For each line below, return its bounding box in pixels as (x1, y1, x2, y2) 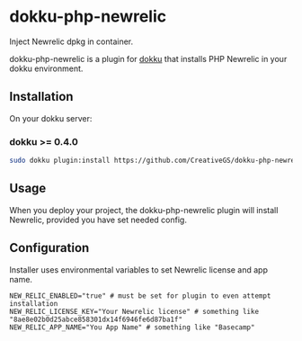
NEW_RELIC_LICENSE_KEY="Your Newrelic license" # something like (9, 307, 259, 316)
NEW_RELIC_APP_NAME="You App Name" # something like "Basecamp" (9, 322, 255, 332)
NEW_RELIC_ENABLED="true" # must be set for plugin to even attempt (9, 291, 271, 301)
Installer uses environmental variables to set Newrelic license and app (9, 264, 268, 275)
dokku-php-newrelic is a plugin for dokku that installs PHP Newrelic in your (9, 53, 288, 64)
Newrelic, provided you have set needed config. (9, 214, 187, 225)
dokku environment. (9, 63, 84, 74)
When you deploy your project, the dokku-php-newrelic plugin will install (9, 204, 279, 215)
